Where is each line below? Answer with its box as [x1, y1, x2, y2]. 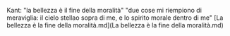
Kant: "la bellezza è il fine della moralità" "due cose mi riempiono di [6, 6, 202, 14]
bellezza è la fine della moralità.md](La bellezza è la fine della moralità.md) [6, 21, 224, 29]
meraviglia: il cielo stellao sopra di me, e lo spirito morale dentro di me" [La [6, 13, 224, 22]
